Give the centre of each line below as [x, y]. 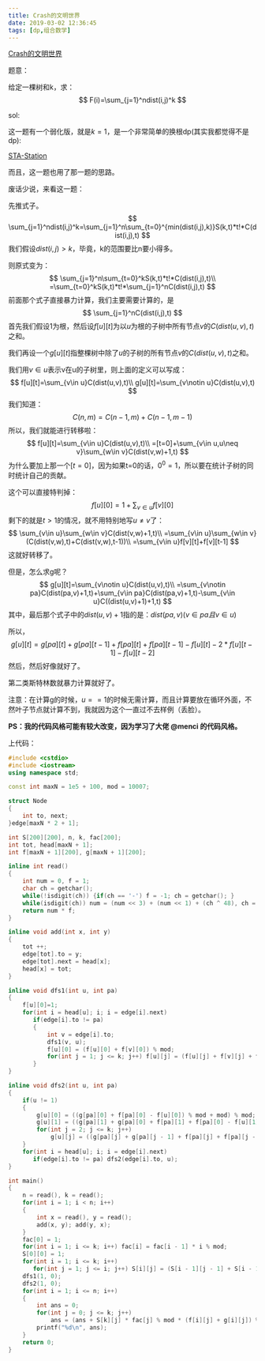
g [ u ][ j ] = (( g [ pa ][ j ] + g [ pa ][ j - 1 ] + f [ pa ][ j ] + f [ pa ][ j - [153, 1137]
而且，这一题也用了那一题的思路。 [63, 172]
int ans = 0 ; [58, 1306]
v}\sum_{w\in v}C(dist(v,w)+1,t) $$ [132, 452]
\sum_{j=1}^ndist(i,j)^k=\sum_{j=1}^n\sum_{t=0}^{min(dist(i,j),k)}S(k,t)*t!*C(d [132, 227]
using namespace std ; [44, 773]
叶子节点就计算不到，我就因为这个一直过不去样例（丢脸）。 [110, 709]
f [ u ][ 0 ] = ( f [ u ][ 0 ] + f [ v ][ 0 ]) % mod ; [111, 1049]
